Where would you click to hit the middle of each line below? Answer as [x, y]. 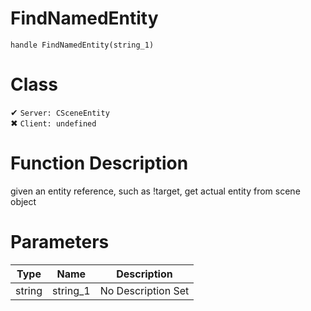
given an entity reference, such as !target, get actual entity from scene [155, 191]
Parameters [60, 242]
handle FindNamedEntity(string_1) [82, 45]
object [23, 201]
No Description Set [144, 290]
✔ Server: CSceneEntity [60, 112]
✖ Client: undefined [53, 123]
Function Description [99, 163]
